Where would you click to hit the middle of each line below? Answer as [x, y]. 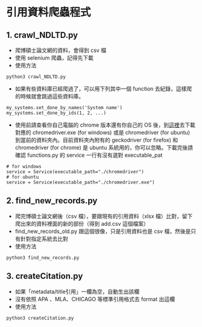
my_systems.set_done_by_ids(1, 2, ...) [56, 113]
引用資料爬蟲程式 [49, 12]
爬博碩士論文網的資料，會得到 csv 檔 [61, 50]
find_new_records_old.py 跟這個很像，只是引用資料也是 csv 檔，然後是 [103, 231]
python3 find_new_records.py [43, 258]
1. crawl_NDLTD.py [42, 35]
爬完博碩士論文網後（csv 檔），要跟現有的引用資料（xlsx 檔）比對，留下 [104, 216]
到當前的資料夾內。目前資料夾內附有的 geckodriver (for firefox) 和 [96, 140]
